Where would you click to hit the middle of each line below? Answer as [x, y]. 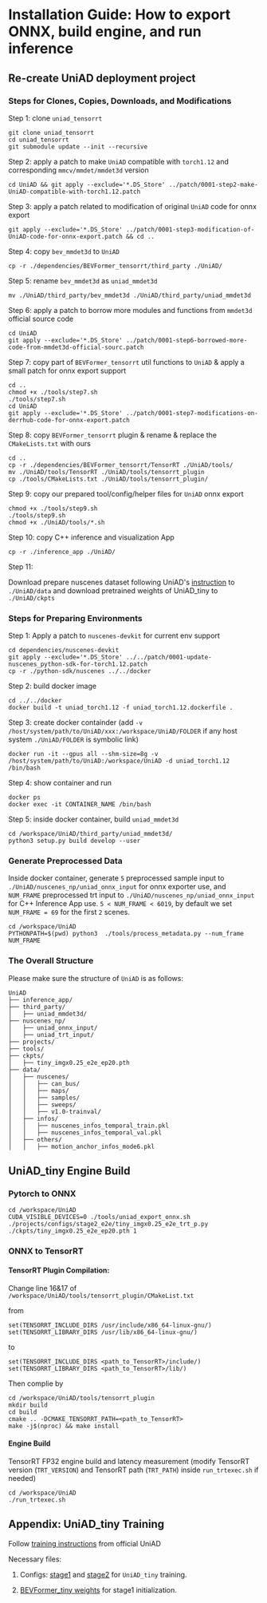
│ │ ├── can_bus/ [44, 1083]
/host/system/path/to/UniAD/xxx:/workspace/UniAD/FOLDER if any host [123, 731]
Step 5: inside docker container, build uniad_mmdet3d [94, 819]
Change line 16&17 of [43, 1288]
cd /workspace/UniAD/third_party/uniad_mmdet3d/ [90, 834]
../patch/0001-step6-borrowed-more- [187, 340]
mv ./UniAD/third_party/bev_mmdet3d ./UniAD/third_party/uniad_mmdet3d [130, 295]
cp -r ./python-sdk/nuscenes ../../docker [80, 671]
